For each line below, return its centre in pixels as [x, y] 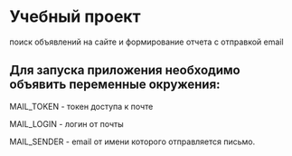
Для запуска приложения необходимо [125, 70]
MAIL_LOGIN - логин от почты [66, 123]
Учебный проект [75, 17]
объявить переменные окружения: [115, 85]
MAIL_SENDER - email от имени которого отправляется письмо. [132, 141]
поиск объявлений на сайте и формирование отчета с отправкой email [146, 42]
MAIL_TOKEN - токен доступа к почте [81, 106]
